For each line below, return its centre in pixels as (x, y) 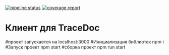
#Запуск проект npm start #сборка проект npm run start (65, 47)
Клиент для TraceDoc (52, 28)
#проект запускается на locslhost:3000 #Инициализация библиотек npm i (84, 41)
